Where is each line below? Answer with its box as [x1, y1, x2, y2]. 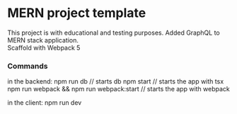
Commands [7, 61, 48, 71]
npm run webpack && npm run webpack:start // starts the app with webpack [7, 85, 230, 93]
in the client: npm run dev [7, 98, 82, 107]
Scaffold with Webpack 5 [7, 43, 81, 52]
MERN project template [7, 5, 146, 21]
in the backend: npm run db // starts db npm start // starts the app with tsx [7, 77, 224, 86]
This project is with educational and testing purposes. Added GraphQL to [7, 28, 221, 37]
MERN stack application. [7, 35, 79, 44]
